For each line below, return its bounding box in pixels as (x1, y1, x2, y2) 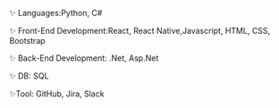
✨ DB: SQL (9, 71, 49, 81)
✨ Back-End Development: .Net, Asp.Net (9, 53, 159, 63)
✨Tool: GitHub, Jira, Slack (9, 88, 105, 99)
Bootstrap (9, 36, 46, 46)
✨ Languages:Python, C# (9, 8, 103, 18)
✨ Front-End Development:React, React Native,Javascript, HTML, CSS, (9, 26, 271, 36)
